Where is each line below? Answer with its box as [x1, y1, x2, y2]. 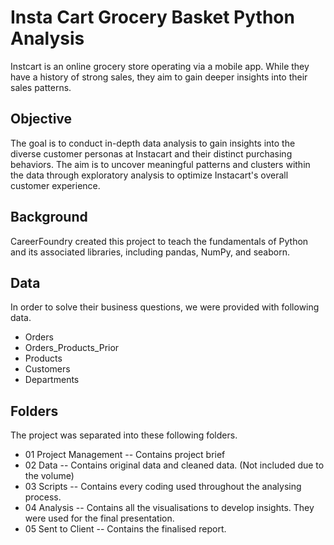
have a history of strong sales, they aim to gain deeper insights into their [10, 71, 308, 83]
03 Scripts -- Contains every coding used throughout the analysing [24, 481, 302, 493]
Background [10, 209, 88, 226]
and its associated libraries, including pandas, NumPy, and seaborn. [10, 246, 290, 258]
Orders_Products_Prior [24, 342, 120, 354]
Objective [10, 111, 73, 128]
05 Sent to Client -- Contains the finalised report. [24, 523, 227, 535]
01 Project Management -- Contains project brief [24, 449, 226, 461]
